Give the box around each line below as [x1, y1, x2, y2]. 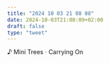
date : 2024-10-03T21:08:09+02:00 [7, 16, 104, 23]
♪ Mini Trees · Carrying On [7, 48, 84, 56]
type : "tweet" [7, 29, 48, 36]
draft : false [7, 23, 45, 29]
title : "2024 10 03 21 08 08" [7, 10, 95, 17]
